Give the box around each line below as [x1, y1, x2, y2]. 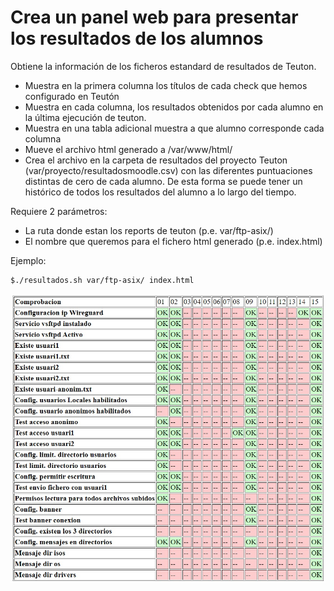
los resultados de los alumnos [10, 27, 264, 50]
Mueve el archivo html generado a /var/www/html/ [24, 143, 233, 155]
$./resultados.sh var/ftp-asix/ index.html [10, 275, 195, 285]
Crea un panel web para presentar [10, 6, 299, 29]
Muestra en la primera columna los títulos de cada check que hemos [24, 79, 308, 91]
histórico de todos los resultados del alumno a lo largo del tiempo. [24, 186, 297, 198]
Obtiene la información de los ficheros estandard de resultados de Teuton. [10, 60, 317, 72]
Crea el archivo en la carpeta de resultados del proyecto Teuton [24, 154, 288, 166]
